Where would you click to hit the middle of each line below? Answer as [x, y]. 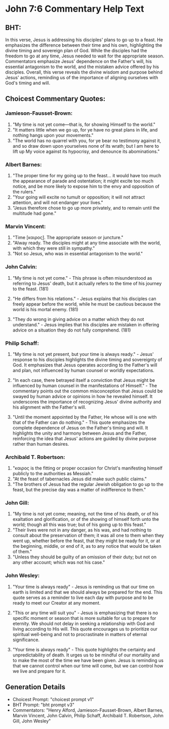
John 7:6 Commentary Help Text [75, 9]
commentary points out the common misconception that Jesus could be [88, 391]
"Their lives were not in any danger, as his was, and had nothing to [82, 530]
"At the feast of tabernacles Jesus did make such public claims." [80, 479]
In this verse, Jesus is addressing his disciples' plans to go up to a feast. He [84, 40]
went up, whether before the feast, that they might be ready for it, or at [86, 541]
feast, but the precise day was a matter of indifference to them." [79, 490]
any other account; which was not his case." [59, 562]
